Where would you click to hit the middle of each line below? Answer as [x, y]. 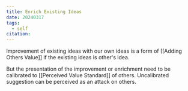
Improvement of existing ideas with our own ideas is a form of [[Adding [94, 51]
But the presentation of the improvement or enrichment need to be [89, 69]
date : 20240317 [25, 17]
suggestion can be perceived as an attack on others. [71, 82]
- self [20, 28]
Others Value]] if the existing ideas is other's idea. [68, 57]
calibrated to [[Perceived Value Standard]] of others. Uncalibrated [88, 75]
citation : [19, 34]
